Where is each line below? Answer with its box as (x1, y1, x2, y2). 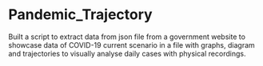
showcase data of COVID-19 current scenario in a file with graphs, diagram (8, 40, 256, 49)
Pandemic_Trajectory (8, 6, 153, 24)
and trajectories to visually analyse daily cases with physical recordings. (8, 49, 246, 58)
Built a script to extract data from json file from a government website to (8, 32, 246, 41)
